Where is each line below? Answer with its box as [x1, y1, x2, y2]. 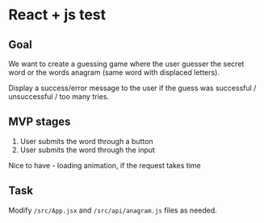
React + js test [8, 6, 107, 24]
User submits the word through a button [19, 136, 153, 146]
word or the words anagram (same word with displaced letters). [8, 68, 220, 77]
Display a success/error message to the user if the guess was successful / [8, 83, 257, 93]
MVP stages [8, 115, 71, 129]
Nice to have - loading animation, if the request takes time [8, 160, 201, 170]
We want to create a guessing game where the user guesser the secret [8, 59, 245, 68]
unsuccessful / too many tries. [8, 92, 110, 101]
